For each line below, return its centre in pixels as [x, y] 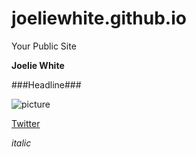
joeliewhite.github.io [99, 18]
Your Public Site [44, 46]
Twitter [26, 123]
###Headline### [46, 84]
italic [21, 143]
